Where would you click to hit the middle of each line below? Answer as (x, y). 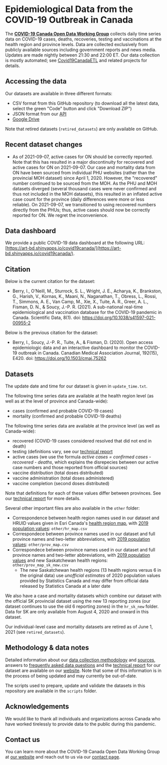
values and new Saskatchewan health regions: (60, 560)
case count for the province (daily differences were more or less (78, 199)
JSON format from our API (39, 114)
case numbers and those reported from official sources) (70, 467)
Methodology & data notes (47, 648)
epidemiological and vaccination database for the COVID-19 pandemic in (87, 312)
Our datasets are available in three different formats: (59, 93)
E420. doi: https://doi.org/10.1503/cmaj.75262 (59, 358)
